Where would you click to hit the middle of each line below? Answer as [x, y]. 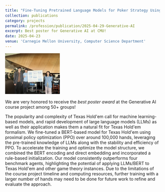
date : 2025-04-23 [23, 36]
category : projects [25, 21]
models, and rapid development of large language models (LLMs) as [88, 122]
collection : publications [31, 15]
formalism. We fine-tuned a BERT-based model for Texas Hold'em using [78, 132]
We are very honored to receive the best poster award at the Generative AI [81, 102]
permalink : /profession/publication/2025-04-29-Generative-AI [70, 26]
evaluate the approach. [28, 184]
